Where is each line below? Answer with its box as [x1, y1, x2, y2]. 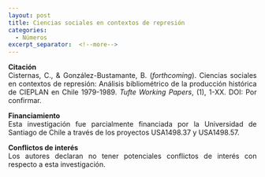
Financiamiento [8, 111, 61, 120]
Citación [8, 62, 37, 72]
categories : [8, 26, 47, 34]
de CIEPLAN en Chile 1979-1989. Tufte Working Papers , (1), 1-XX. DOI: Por [8, 87, 257, 97]
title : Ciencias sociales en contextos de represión [8, 19, 185, 27]
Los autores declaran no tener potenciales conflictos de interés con [8, 151, 257, 161]
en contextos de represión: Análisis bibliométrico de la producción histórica [8, 79, 257, 89]
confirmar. [8, 96, 42, 105]
